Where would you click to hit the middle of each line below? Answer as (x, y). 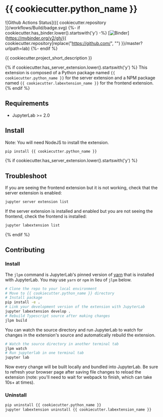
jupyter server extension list (37, 202)
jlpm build (16, 320)
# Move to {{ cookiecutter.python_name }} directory (60, 293)
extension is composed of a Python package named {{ (60, 72)
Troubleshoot (26, 176)
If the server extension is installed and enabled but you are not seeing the (79, 211)
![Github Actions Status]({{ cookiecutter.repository (56, 22)
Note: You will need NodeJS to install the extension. (57, 142)
